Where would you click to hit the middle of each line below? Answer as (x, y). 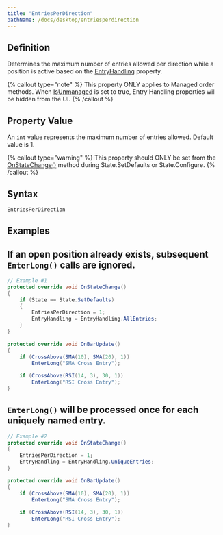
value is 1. (21, 145)
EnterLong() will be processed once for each (103, 410)
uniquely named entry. (56, 421)
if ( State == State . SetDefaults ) (67, 300)
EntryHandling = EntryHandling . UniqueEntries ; (87, 462)
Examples (28, 231)
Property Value (40, 121)
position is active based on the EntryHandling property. (85, 71)
